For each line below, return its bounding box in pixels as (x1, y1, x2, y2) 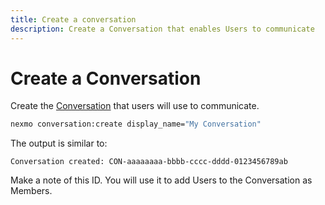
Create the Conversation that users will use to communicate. (10, 100, 260, 112)
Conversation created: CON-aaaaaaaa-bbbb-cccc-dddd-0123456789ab (10, 157, 288, 167)
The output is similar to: (10, 137, 108, 150)
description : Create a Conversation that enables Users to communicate (10, 24, 315, 34)
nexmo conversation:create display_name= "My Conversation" (10, 119, 262, 130)
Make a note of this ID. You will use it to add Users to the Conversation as (10, 174, 313, 186)
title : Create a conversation (10, 14, 137, 25)
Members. (10, 185, 53, 197)
